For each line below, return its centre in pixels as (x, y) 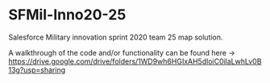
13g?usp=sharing (37, 69)
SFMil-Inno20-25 (67, 15)
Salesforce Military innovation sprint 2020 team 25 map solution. (116, 37)
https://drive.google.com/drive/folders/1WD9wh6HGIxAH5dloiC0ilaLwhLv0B (135, 61)
